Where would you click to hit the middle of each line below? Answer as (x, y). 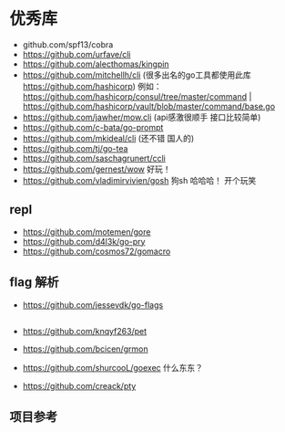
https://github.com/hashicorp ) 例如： (92, 86)
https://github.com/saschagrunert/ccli (94, 158)
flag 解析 (34, 283)
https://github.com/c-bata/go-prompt (93, 127)
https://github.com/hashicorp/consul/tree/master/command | (137, 96)
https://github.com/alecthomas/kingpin (96, 64)
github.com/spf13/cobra (68, 44)
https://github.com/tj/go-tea (75, 148)
